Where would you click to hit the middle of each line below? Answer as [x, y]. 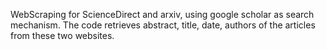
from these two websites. [62, 35]
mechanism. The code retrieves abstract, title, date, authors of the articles [163, 25]
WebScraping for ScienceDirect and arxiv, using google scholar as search [162, 14]
